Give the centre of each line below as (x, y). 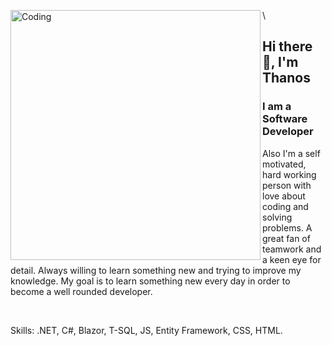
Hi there (287, 46)
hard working (289, 174)
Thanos (286, 78)
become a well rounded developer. (81, 291)
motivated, (284, 164)
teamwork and (292, 249)
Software (285, 119)
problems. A (287, 227)
